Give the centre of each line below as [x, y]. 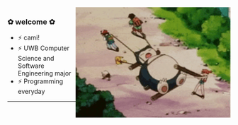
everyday [31, 92]
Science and [36, 59]
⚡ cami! [29, 37]
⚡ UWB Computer [43, 48]
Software [31, 66]
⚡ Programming [40, 81]
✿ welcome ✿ [31, 22]
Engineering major [44, 73]
